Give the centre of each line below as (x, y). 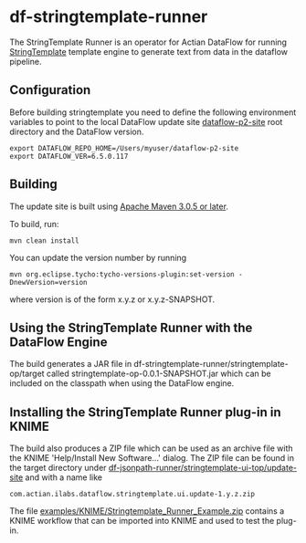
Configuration (50, 90)
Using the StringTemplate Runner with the (131, 327)
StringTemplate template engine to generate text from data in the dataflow (148, 51)
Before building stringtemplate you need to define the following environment (153, 112)
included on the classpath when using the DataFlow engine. (122, 383)
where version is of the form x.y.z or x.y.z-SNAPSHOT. (112, 299)
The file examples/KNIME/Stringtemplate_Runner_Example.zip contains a (147, 511)
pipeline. (26, 61)
